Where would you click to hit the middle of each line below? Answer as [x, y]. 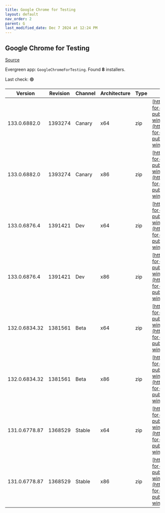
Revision [59, 93]
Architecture [116, 93]
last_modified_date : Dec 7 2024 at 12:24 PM [51, 28]
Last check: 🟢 [20, 79]
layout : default [22, 14]
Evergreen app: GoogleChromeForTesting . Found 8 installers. [65, 69]
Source [12, 60]
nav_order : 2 [18, 19]
